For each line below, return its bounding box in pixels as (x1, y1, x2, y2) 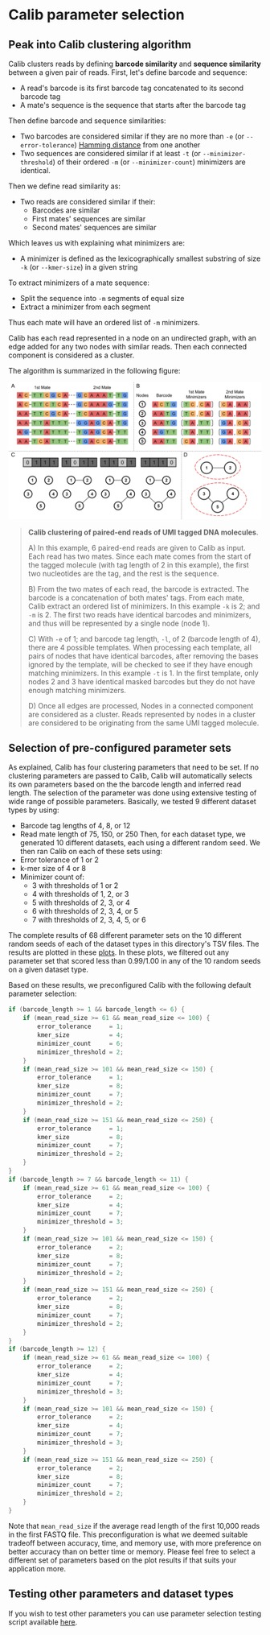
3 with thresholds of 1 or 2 (31, 881, 119, 890)
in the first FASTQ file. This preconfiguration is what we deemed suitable (8, 1530, 248, 1539)
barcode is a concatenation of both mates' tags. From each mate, (27, 592, 245, 602)
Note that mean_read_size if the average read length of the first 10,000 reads (8, 1521, 260, 1530)
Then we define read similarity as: (8, 181, 121, 191)
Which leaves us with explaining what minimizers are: (8, 238, 185, 247)
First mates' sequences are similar (31, 214, 146, 223)
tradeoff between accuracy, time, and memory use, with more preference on (8, 1538, 262, 1547)
